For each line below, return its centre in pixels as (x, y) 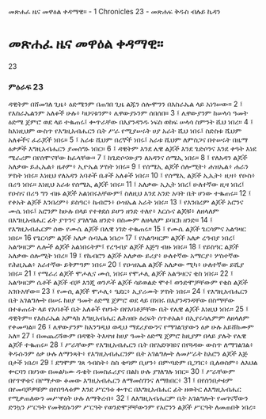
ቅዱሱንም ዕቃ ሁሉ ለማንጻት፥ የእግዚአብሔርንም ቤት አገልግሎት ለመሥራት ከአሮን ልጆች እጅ (128, 354)
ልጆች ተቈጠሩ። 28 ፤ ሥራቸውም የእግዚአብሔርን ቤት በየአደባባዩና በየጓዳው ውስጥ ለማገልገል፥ (131, 345)
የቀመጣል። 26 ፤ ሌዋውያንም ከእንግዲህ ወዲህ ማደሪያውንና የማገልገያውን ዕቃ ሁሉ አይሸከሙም (131, 327)
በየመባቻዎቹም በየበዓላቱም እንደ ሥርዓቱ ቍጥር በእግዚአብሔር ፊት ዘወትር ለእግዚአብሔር (125, 389)
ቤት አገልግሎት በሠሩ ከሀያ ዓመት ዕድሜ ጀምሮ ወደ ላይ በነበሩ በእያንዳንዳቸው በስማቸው (122, 300)
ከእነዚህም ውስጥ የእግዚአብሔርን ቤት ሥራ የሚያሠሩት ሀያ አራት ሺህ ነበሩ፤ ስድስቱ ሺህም (125, 131)
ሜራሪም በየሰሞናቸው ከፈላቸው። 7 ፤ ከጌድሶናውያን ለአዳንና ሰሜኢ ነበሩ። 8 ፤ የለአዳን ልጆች (128, 158)
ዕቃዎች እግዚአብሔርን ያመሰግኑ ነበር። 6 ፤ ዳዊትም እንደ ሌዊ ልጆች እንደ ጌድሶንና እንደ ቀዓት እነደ (133, 149)
